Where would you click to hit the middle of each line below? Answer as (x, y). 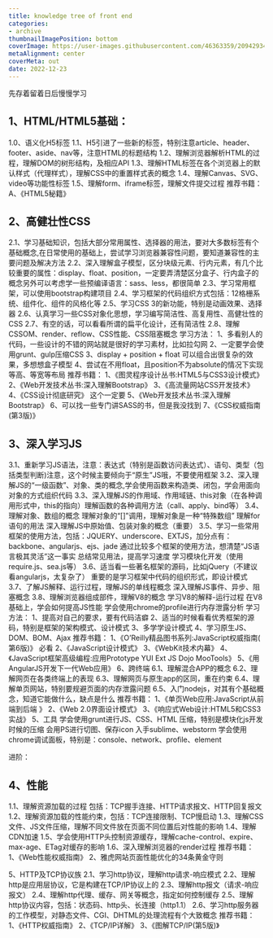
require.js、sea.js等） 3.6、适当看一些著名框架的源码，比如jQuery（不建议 (133, 567)
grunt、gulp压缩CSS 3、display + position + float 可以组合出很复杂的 (130, 354)
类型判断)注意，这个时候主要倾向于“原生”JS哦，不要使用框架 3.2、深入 (134, 475)
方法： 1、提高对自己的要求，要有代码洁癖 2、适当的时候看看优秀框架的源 (132, 618)
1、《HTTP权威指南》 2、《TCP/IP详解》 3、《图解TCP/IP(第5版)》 (114, 925)
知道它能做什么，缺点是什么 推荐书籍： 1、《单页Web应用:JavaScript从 (140, 699)
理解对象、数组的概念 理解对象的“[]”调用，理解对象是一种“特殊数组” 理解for (134, 516)
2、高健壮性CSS (50, 221)
